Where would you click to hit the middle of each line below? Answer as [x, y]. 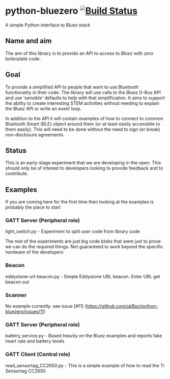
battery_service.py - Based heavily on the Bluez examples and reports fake [84, 336]
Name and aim [29, 41]
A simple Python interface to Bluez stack [48, 25]
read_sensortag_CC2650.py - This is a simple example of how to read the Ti [85, 365]
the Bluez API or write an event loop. [44, 108]
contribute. [17, 173]
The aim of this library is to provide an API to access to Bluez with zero [79, 53]
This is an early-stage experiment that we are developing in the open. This [83, 163]
